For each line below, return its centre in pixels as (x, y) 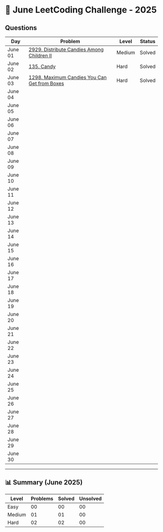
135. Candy (42, 66)
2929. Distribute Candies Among (66, 49)
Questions (21, 28)
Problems (42, 499)
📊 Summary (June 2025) (44, 482)
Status (148, 41)
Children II (40, 55)
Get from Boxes (46, 83)
